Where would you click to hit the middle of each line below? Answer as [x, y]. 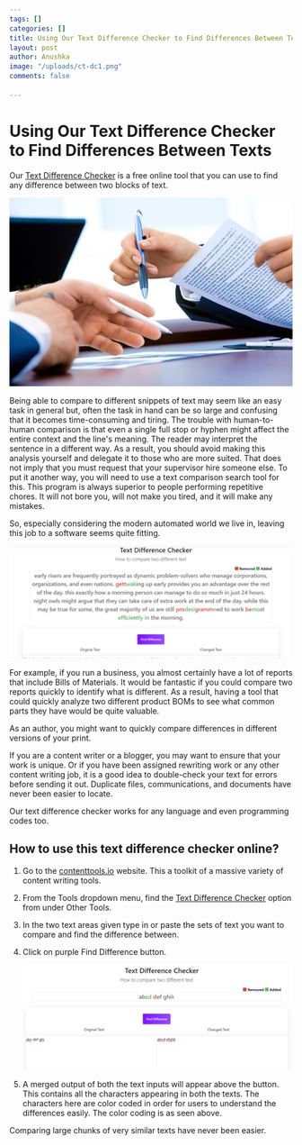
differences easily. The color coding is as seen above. [122, 1113]
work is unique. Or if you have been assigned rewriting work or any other [144, 765]
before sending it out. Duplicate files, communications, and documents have [151, 784]
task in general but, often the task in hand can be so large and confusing [144, 411]
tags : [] [26, 19]
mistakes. [27, 506]
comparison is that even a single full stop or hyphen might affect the [163, 430]
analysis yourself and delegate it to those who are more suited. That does [145, 459]
